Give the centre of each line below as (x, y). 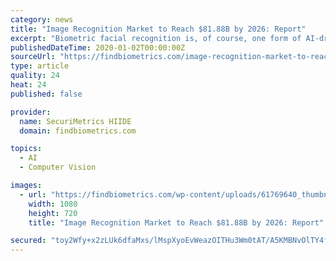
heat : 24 (28, 85)
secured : (28, 241)
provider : (31, 112)
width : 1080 (53, 204)
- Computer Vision (58, 167)
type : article (40, 66)
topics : (26, 149)
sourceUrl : (33, 57)
